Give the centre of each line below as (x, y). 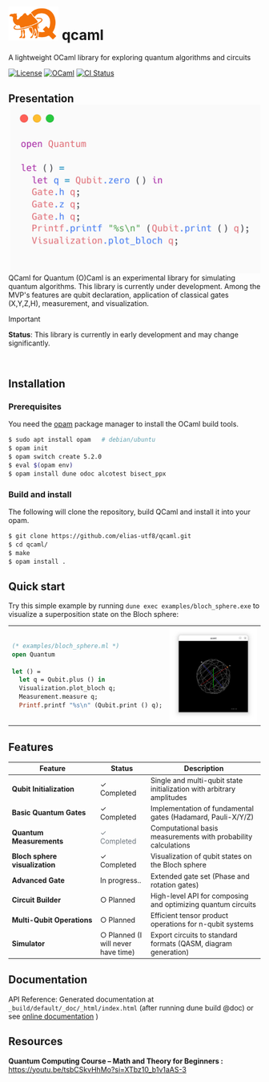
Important (24, 319)
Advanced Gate (38, 880)
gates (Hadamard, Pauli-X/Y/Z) (203, 817)
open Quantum (33, 654)
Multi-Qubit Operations (52, 920)
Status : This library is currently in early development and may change (123, 334)
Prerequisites (35, 406)
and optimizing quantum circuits (203, 904)
